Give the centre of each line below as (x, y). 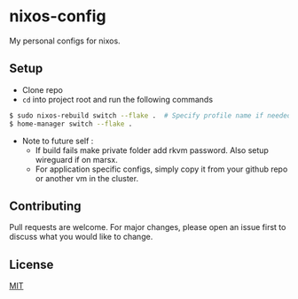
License (31, 264)
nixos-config (58, 16)
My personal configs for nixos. (65, 41)
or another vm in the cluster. (87, 178)
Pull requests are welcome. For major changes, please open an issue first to (148, 227)
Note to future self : (58, 141)
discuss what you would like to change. (81, 237)
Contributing (45, 206)
